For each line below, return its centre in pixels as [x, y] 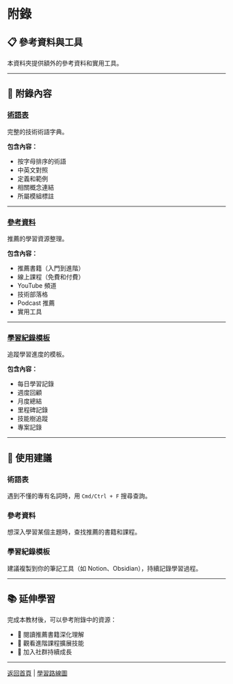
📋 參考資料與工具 [45, 42]
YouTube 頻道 [37, 285]
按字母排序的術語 [42, 161]
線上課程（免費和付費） [51, 277]
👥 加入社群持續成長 [44, 652]
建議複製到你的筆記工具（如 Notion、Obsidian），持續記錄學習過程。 [105, 568]
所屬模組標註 [35, 196]
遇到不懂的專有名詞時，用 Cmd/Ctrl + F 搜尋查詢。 [79, 496]
